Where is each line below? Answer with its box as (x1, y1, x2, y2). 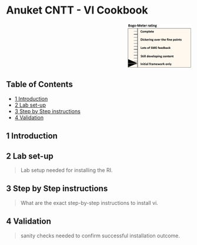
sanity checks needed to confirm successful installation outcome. (20, 232, 181, 239)
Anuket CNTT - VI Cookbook (6, 4, 148, 17)
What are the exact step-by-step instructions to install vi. (20, 199, 159, 206)
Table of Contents (6, 80, 74, 90)
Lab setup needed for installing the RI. (20, 166, 113, 174)
